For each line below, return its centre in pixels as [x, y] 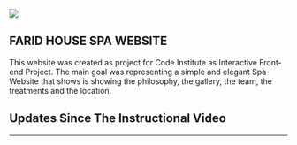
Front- [270, 62]
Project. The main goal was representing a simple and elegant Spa [146, 72]
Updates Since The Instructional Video [118, 118]
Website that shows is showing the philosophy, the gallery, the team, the [141, 81]
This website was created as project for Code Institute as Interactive [133, 62]
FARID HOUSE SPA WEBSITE [88, 41]
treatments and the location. [61, 90]
